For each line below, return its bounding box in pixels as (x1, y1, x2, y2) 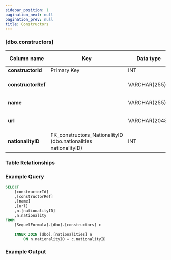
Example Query (5, 173, 44, 180)
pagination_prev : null (5, 17, 53, 22)
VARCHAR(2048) (128, 117, 169, 124)
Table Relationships (5, 159, 55, 166)
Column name (9, 54, 44, 62)
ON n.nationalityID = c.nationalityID (23, 236, 106, 242)
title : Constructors (5, 21, 49, 27)
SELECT (5, 184, 19, 190)
